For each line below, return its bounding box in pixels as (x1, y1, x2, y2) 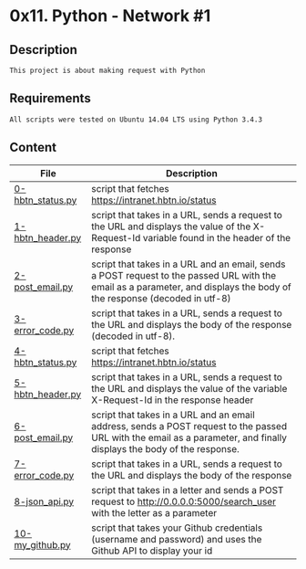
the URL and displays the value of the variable (90, 382, 288, 395)
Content (9, 140, 57, 155)
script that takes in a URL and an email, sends (90, 258, 286, 270)
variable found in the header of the (142, 231, 291, 244)
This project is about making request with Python (9, 66, 206, 75)
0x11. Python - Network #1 (9, 5, 211, 26)
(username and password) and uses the (90, 532, 262, 545)
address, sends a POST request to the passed (90, 419, 288, 432)
